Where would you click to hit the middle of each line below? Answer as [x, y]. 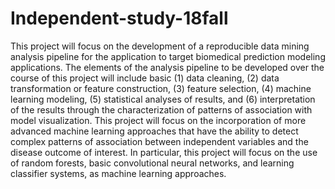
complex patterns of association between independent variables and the [159, 141]
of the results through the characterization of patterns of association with [161, 109]
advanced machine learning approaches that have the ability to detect [154, 131]
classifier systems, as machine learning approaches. [118, 173]
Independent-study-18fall [119, 18]
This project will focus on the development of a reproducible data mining [160, 46]
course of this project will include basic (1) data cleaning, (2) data [145, 78]
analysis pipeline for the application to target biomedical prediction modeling [168, 56]
